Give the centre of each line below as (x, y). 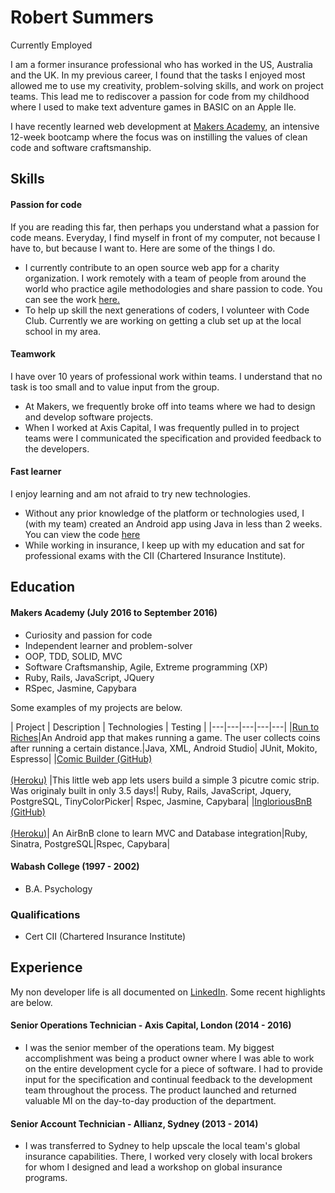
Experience (46, 967)
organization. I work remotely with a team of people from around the (165, 278)
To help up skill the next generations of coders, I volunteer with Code (167, 310)
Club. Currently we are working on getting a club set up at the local (163, 320)
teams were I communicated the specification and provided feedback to (173, 438)
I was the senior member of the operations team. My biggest (149, 1048)
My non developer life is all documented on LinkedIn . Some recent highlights (168, 992)
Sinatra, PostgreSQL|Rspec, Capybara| (90, 843)
